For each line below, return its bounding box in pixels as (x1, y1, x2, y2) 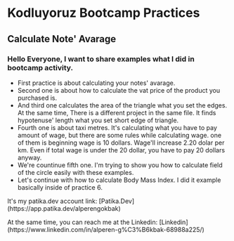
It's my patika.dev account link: (7, 197, 98, 205)
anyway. (17, 153, 42, 162)
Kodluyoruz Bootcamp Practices (7, 5, 200, 21)
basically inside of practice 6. (17, 183, 103, 191)
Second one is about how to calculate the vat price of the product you (17, 86, 220, 94)
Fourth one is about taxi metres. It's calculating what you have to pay (17, 123, 218, 131)
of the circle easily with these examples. (17, 168, 134, 176)
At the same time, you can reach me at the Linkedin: (7, 218, 158, 226)
